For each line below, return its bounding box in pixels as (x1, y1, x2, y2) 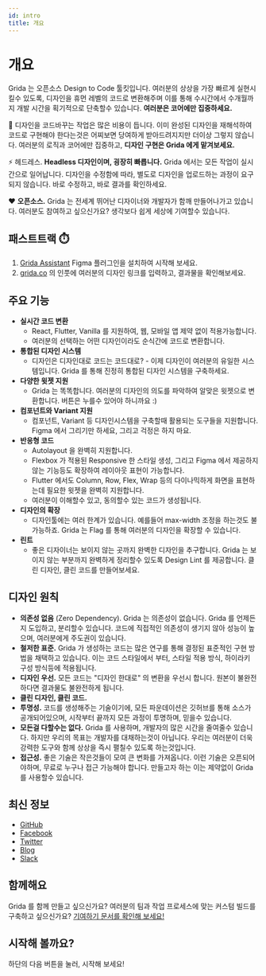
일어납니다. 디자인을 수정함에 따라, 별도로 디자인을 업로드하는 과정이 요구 (29, 170, 254, 179)
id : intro (8, 11, 41, 20)
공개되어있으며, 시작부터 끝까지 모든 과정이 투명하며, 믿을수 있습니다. (19, 712, 232, 722)
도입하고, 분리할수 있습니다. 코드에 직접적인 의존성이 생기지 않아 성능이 (28, 623, 247, 633)
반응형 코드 (19, 435, 54, 446)
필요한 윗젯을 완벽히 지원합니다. (46, 486, 145, 495)
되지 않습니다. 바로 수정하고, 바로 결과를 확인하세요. (8, 180, 168, 189)
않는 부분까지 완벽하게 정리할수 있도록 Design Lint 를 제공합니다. (46, 555, 247, 565)
